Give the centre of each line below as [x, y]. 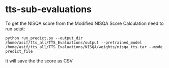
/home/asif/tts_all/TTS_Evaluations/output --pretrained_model [74, 42]
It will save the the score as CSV [39, 61]
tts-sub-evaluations [48, 9]
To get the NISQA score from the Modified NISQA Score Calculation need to [84, 23]
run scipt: [15, 28]
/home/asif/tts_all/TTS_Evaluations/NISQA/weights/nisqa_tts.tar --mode [84, 47]
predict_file [19, 51]
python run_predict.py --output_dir [44, 38]
